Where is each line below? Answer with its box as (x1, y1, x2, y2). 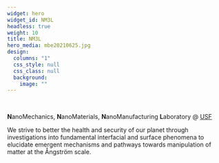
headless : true (7, 23, 51, 30)
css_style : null (13, 61, 60, 68)
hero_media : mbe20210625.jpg (7, 42, 91, 49)
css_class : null (13, 67, 60, 74)
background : (13, 74, 48, 81)
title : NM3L (7, 36, 41, 43)
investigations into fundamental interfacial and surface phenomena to (7, 133, 205, 142)
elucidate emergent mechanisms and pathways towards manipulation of (7, 140, 211, 149)
